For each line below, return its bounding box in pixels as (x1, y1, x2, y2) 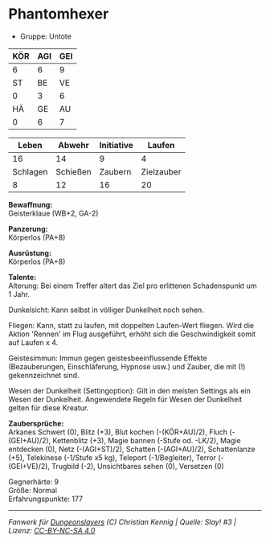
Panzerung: (8, 224, 48, 233)
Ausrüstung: (8, 248, 52, 257)
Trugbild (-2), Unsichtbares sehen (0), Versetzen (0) (51, 461, 225, 471)
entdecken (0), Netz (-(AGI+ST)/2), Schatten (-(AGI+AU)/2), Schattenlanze (8, 444, 256, 454)
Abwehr (58, 139, 90, 150)
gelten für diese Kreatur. (8, 403, 89, 413)
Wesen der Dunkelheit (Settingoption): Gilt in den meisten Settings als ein (8, 385, 252, 395)
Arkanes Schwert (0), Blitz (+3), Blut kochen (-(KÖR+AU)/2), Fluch (8, 427, 227, 437)
